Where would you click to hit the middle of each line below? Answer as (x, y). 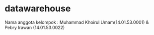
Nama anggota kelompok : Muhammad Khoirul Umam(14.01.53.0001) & (77, 22)
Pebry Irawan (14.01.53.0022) (35, 27)
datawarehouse (38, 9)
